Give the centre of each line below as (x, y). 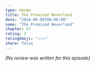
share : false (19, 43)
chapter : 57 (18, 29)
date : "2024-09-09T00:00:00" (36, 19)
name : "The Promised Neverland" (40, 24)
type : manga (18, 10)
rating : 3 (16, 34)
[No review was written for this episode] (48, 58)
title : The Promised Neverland (39, 15)
